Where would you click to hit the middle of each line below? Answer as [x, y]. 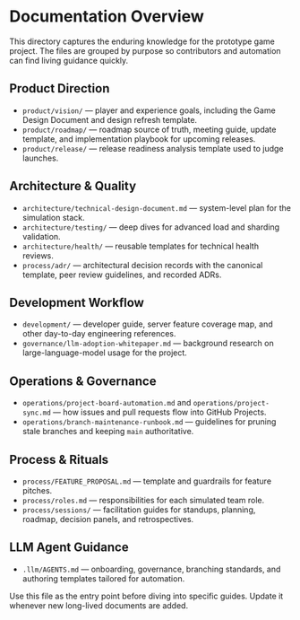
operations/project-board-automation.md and [107, 403]
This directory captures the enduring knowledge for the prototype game [142, 41]
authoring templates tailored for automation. [103, 578]
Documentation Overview [107, 17]
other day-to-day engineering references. [99, 334]
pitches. [37, 490]
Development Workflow [77, 302]
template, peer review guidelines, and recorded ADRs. [122, 275]
